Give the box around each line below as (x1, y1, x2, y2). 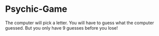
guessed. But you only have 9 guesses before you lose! (5, 25, 118, 31)
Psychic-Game (5, 3, 68, 15)
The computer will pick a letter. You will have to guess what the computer (5, 20, 154, 26)
